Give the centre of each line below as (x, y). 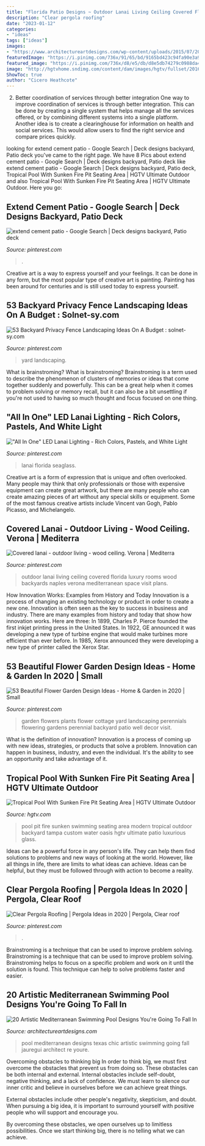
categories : (21, 29)
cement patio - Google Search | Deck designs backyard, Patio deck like (96, 162)
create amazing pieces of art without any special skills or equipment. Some (101, 496)
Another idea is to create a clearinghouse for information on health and (104, 124)
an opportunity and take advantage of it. (57, 759)
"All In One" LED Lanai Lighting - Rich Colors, (93, 417)
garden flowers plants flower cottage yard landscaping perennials (104, 721)
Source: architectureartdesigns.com (52, 1031)
